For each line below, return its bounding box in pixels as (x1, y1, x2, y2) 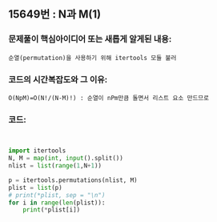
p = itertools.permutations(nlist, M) (8, 176, 138, 184)
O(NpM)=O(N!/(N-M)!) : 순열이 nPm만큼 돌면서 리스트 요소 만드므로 (8, 94, 210, 102)
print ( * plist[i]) (22, 206, 81, 214)
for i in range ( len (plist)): (8, 199, 106, 207)
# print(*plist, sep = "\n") (8, 191, 106, 199)
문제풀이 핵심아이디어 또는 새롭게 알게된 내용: (8, 34, 172, 45)
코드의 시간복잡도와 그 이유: (8, 74, 108, 85)
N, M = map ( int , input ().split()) (8, 155, 124, 163)
